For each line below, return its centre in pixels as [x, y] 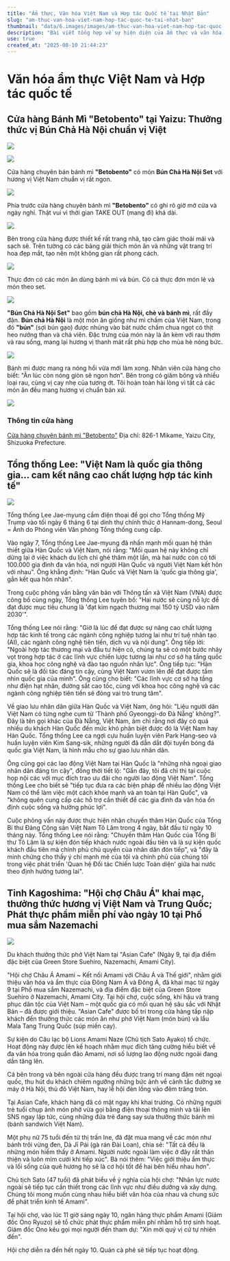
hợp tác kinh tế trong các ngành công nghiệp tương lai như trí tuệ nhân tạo [112, 635]
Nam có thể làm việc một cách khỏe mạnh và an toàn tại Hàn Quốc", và [107, 793]
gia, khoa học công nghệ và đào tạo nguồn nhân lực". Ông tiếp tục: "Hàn [110, 664]
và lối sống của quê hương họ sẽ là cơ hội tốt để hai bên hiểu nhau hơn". [109, 1166]
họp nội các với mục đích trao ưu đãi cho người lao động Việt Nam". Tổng [110, 778]
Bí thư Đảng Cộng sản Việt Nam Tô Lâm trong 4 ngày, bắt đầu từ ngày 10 [110, 828]
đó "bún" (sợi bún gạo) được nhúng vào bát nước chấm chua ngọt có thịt [110, 327]
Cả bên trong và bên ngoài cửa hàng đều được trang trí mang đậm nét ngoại [115, 1074]
